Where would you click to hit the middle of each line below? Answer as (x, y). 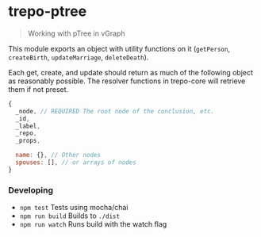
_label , (28, 126)
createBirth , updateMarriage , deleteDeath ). (79, 57)
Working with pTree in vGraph (76, 33)
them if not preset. (38, 89)
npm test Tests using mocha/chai (74, 208)
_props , (28, 141)
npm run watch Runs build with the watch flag (93, 224)
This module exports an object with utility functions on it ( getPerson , (119, 48)
